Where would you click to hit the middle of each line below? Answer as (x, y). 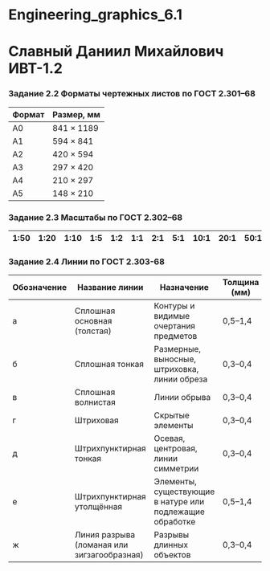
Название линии (110, 288)
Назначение (184, 288)
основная (94, 321)
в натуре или (179, 502)
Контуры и (174, 306)
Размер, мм (76, 114)
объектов (172, 555)
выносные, (175, 359)
